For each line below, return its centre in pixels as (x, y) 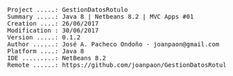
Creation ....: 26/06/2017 (53, 23)
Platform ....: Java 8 (46, 51)
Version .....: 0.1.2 (44, 37)
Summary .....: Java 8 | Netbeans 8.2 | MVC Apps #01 (101, 17)
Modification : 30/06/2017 (53, 30)
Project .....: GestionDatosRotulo (68, 10)
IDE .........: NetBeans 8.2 (57, 58)
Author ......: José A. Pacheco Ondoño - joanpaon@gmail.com (113, 44)
